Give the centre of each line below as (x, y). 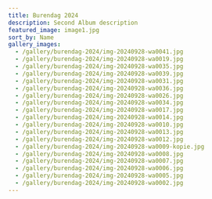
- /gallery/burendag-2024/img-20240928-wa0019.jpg (99, 60)
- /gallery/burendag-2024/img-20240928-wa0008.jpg (99, 154)
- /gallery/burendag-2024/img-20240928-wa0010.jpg (99, 125)
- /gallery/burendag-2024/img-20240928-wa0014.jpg (99, 118)
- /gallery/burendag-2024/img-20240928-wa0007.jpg (99, 161)
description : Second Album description (73, 23)
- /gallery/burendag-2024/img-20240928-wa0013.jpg (99, 132)
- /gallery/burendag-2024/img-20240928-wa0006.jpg (99, 168)
